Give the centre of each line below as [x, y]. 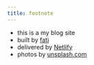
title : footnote [30, 13]
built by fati [33, 40]
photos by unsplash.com [52, 54]
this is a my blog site [46, 32]
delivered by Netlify [45, 47]
